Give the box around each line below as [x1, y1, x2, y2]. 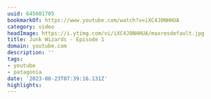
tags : [7, 56, 23, 63]
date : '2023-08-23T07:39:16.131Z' [7, 75, 108, 82]
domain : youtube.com [7, 43, 68, 49]
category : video [7, 23, 54, 30]
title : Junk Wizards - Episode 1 [7, 36, 105, 43]
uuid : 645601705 [7, 10, 54, 17]
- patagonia [7, 68, 42, 75]
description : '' [7, 49, 54, 56]
